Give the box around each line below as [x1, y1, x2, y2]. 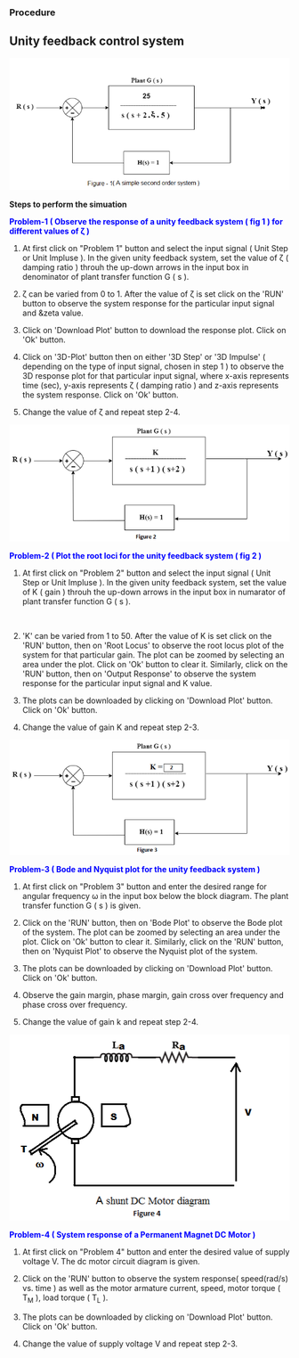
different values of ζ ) [9, 225, 91, 237]
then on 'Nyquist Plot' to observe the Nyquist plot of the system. [21, 946, 258, 957]
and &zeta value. [21, 307, 85, 318]
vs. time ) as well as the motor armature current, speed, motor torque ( [21, 1282, 281, 1293]
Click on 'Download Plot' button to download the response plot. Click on [21, 325, 287, 336]
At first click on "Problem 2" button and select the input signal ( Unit [21, 568, 271, 578]
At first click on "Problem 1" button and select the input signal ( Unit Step [21, 243, 289, 254]
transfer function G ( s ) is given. [21, 900, 141, 911]
